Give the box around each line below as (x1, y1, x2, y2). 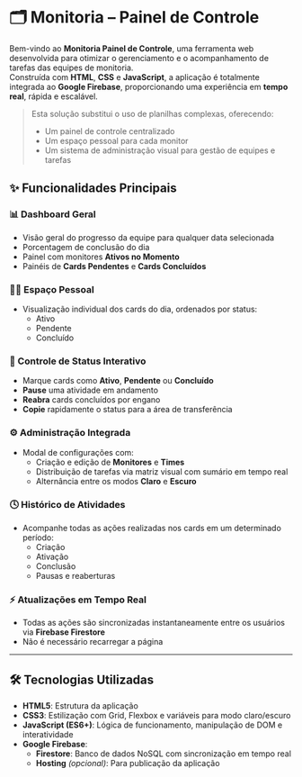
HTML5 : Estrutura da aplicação (22, 700, 139, 711)
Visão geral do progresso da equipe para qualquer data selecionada (22, 231, 275, 243)
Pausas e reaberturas (35, 570, 116, 581)
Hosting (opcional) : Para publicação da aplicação (35, 757, 220, 768)
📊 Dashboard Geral (9, 208, 96, 221)
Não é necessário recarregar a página (22, 637, 164, 647)
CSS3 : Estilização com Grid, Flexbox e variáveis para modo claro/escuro (22, 709, 291, 720)
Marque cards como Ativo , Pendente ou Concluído (22, 375, 214, 386)
